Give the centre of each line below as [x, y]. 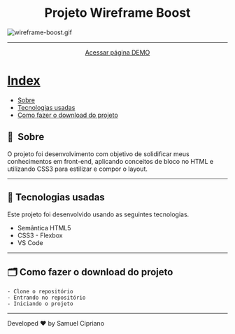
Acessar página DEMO [117, 52]
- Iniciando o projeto [40, 304]
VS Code [30, 242]
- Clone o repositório [40, 292]
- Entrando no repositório [47, 298]
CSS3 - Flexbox [40, 235]
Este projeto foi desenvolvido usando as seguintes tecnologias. [98, 214]
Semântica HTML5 [44, 228]
